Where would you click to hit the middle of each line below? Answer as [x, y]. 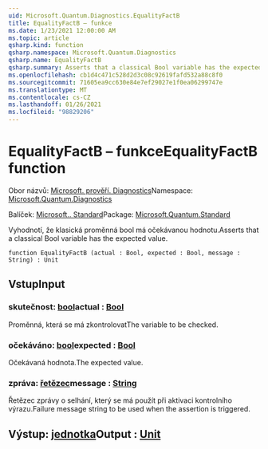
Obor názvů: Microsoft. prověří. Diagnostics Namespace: [100, 190]
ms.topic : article [39, 38]
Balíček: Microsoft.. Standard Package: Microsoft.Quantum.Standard [120, 214]
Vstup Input [37, 284]
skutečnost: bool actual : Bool [66, 307]
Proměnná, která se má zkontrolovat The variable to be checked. [113, 325]
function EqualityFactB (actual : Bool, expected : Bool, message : [124, 253]
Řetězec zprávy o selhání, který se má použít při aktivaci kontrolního [120, 400]
